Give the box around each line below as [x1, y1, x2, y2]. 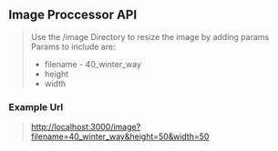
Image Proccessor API [8, 7, 138, 23]
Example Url [8, 100, 64, 113]
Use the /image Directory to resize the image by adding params [30, 31, 270, 42]
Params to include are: [30, 41, 116, 52]
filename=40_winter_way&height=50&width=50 [30, 131, 210, 142]
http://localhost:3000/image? [30, 122, 141, 133]
